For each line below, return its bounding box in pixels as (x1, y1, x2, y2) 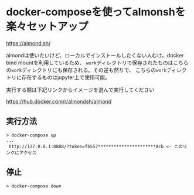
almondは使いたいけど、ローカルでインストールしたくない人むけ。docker (6, 52, 184, 59)
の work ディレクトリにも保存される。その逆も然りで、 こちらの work (6, 66, 167, 73)
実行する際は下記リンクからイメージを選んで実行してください (6, 86, 155, 93)
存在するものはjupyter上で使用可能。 (21, 74, 110, 81)
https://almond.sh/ (6, 39, 51, 47)
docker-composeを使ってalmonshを (6, 5, 186, 19)
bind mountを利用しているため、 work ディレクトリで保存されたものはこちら (6, 59, 189, 66)
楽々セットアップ (6, 20, 89, 33)
